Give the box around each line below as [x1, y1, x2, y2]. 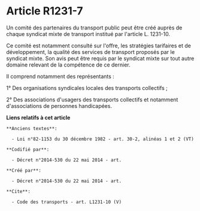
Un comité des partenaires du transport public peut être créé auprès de [6, 24, 183, 31]
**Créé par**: [6, 167, 42, 173]
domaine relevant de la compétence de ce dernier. [6, 61, 131, 68]
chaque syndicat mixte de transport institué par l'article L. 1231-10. [6, 30, 171, 37]
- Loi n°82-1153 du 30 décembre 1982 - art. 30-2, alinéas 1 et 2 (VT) [11, 136, 195, 142]
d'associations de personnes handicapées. [6, 102, 113, 109]
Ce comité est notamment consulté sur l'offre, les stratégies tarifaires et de [6, 42, 192, 49]
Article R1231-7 [6, 4, 83, 18]
